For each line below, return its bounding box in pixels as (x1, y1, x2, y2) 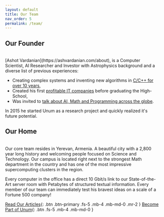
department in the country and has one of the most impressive (5, 161, 132, 167)
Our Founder (5, 39, 45, 47)
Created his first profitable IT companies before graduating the (12, 88, 139, 94)
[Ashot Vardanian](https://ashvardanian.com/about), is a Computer (5, 58, 141, 63)
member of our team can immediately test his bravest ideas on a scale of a (5, 186, 156, 192)
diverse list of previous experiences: (5, 68, 79, 74)
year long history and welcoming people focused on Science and (5, 151, 137, 156)
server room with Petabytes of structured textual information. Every (12, 181, 149, 187)
